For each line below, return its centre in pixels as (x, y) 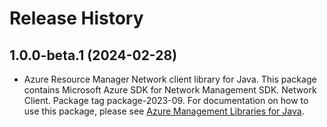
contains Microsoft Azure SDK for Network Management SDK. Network (170, 90)
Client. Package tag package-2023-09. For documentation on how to (166, 100)
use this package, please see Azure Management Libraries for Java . (164, 111)
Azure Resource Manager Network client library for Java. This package (170, 79)
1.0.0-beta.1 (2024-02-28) (93, 55)
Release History (76, 18)
